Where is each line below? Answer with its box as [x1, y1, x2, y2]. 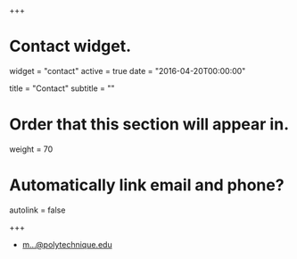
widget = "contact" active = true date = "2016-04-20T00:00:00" [9, 65, 246, 76]
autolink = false [9, 205, 66, 215]
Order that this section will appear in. [9, 114, 290, 135]
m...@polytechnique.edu [21, 238, 113, 250]
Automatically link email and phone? [9, 175, 285, 196]
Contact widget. [9, 37, 132, 56]
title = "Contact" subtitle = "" [9, 82, 115, 94]
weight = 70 [9, 144, 54, 155]
